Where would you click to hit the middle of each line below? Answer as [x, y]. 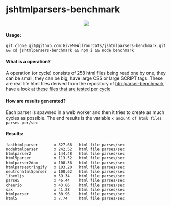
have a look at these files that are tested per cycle [58, 89]
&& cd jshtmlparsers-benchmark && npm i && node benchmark [70, 50]
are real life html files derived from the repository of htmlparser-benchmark [85, 84]
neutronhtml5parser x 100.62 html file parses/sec [65, 171]
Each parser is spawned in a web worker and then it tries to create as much [85, 112]
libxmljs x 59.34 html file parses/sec [65, 176]
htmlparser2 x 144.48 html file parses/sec [65, 154]
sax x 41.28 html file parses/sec [65, 189]
